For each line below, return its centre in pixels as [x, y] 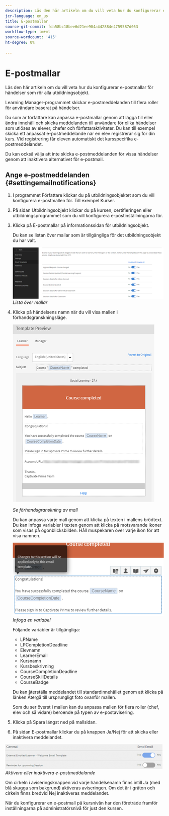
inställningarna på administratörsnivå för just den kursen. [64, 808]
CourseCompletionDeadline [49, 671]
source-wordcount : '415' [31, 37]
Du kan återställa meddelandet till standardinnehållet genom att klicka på [88, 692]
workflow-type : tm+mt [28, 32]
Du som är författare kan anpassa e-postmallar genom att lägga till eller [79, 117]
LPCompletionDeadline [44, 644]
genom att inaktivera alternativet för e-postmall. [55, 159]
